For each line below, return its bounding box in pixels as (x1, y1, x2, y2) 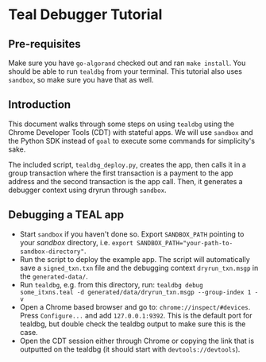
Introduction (8, 98, 71, 112)
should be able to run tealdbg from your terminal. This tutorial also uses (8, 67, 242, 76)
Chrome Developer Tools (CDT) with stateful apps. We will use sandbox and (8, 127, 253, 137)
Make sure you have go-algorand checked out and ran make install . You (8, 58, 246, 67)
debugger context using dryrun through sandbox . (8, 185, 167, 194)
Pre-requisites (8, 37, 81, 51)
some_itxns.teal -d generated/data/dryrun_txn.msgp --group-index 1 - (19, 288, 259, 296)
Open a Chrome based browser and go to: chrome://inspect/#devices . (19, 302, 251, 311)
